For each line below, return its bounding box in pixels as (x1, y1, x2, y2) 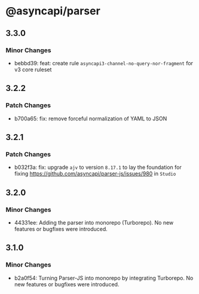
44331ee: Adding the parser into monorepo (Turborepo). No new (14, 219, 174, 226)
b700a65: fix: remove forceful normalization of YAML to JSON (14, 115, 167, 122)
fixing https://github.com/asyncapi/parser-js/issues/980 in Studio (14, 170, 176, 177)
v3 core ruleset (14, 66, 52, 73)
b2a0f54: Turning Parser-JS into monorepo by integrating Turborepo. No (14, 274, 194, 281)
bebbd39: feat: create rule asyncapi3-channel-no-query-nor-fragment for (14, 59, 194, 66)
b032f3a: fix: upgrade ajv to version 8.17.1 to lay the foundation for (14, 163, 182, 171)
